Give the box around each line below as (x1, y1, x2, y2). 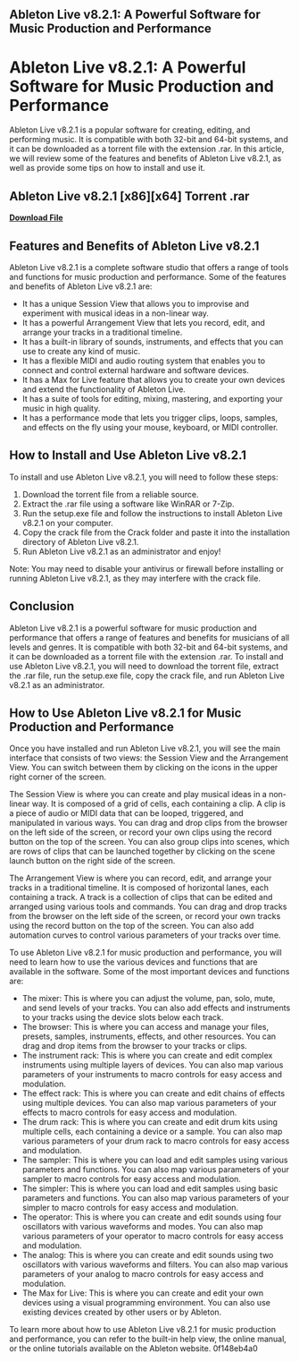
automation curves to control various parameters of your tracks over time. (9, 930, 281, 940)
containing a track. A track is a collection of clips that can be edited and (9, 892, 273, 903)
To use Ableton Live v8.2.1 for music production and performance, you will (9, 948, 283, 958)
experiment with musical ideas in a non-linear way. (21, 308, 210, 319)
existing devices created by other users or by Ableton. (21, 1306, 222, 1318)
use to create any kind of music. (21, 345, 141, 356)
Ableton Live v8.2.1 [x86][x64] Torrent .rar (9, 188, 250, 204)
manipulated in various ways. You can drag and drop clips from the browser (9, 818, 288, 829)
